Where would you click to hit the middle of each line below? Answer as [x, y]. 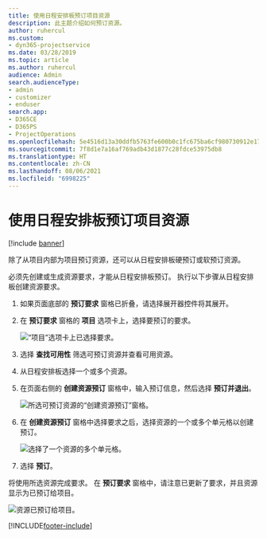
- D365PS [23, 127]
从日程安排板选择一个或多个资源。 [75, 371]
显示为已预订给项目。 [43, 493]
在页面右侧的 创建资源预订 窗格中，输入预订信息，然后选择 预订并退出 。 [137, 388]
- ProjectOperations [43, 134]
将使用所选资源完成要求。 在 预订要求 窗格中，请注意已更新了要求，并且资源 [133, 482]
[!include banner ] [37, 243]
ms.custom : [26, 38]
